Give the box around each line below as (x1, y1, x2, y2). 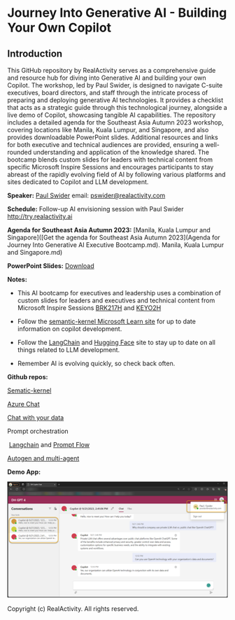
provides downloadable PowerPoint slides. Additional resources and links (7, 133, 218, 141)
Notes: (7, 275, 28, 283)
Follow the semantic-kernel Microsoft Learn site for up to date (17, 317, 196, 325)
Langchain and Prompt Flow (8, 441, 90, 449)
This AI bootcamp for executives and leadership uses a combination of (17, 289, 222, 297)
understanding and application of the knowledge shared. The (33, 148, 210, 156)
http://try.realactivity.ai (7, 212, 73, 220)
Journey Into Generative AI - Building (7, 5, 227, 21)
